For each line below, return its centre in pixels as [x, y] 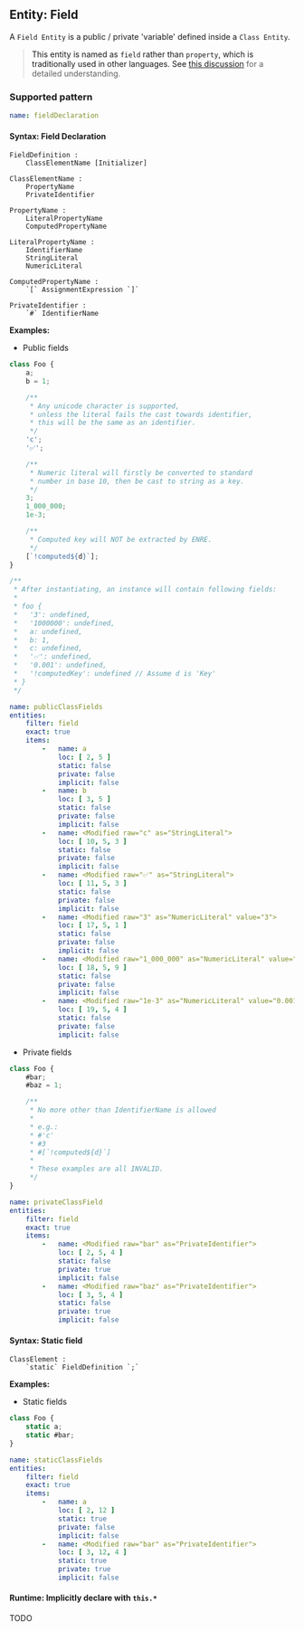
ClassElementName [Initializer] [86, 163]
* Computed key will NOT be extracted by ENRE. [121, 539]
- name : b [65, 791]
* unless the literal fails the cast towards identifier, [141, 414]
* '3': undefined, [52, 614]
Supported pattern [51, 97]
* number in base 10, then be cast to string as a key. [137, 481]
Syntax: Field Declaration [58, 136]
